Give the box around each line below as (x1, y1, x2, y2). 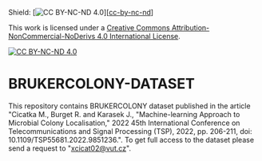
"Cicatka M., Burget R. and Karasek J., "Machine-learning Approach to (8, 109, 240, 119)
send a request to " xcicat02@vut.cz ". (8, 143, 132, 153)
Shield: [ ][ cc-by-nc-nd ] (8, 8, 154, 17)
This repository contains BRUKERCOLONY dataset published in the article (8, 100, 251, 111)
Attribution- (171, 23, 210, 32)
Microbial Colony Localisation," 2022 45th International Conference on (8, 118, 240, 128)
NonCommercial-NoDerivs (8, 32, 96, 41)
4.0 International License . (97, 32, 181, 41)
